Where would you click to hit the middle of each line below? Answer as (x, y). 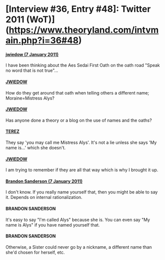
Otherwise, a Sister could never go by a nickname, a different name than (79, 247)
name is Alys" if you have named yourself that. (53, 225)
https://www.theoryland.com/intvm (84, 30)
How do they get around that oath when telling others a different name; (77, 93)
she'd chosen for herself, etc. (35, 252)
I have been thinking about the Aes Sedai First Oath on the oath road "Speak (83, 65)
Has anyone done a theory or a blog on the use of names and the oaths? (79, 120)
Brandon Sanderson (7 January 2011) (44, 181)
